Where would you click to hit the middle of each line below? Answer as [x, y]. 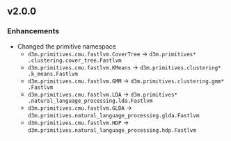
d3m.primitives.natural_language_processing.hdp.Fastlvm [112, 130]
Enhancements [33, 31]
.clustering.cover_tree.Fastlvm [74, 60]
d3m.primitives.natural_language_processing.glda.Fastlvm [113, 115]
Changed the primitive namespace [67, 46]
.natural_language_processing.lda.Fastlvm [90, 101]
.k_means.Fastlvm [53, 74]
